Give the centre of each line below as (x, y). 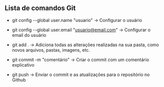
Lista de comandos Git (40, 8)
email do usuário (29, 35)
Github (19, 80)
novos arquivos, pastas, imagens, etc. (51, 50)
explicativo (23, 65)
